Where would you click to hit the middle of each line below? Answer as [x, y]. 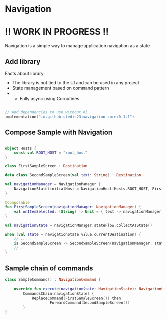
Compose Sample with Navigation [59, 132]
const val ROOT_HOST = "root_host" [51, 153]
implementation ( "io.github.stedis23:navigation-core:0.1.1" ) [70, 117]
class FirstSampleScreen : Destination [46, 166]
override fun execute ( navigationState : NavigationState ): [75, 289]
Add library [23, 61]
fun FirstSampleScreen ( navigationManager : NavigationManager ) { [73, 207]
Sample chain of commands [49, 268]
